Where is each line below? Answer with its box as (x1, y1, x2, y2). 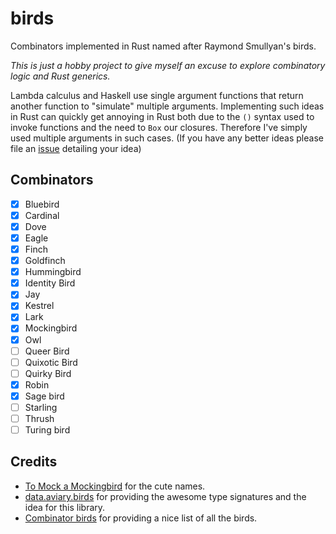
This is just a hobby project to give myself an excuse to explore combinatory (10, 59, 326, 71)
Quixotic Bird (24, 356, 78, 368)
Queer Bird (24, 345, 70, 357)
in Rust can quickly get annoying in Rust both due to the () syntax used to (10, 110, 315, 122)
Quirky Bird (24, 367, 72, 379)
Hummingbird (24, 266, 82, 278)
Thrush (24, 412, 55, 424)
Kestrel (24, 300, 55, 312)
